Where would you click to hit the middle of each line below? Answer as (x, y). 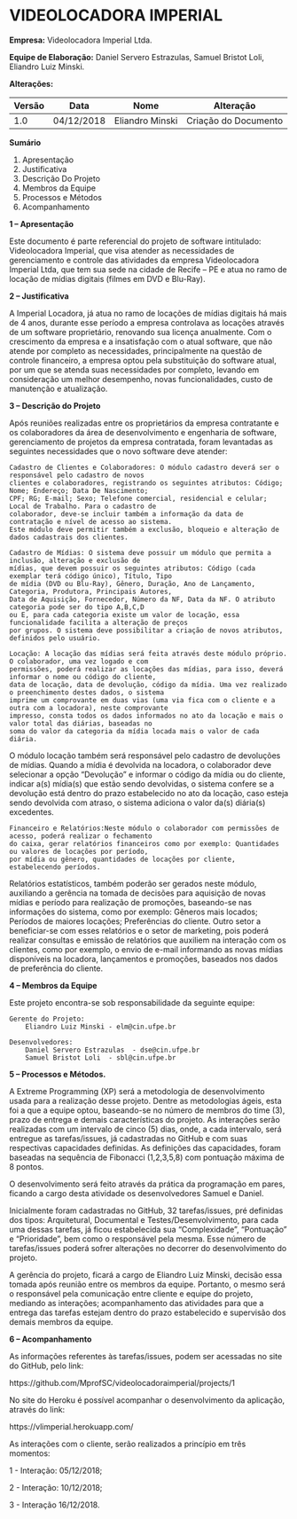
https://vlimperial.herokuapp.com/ (71, 1426)
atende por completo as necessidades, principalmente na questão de (136, 350)
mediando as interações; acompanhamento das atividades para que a (137, 1303)
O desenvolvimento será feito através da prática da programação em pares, (147, 1184)
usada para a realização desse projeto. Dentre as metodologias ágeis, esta (145, 1100)
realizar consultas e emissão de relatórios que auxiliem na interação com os (148, 940)
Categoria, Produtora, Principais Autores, (91, 591)
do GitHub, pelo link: (47, 1366)
